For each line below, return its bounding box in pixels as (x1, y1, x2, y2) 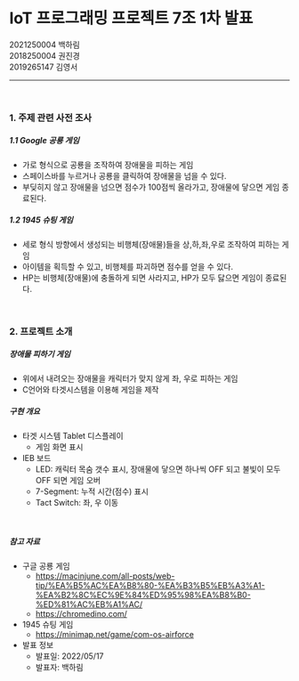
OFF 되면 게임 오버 (35, 474, 101, 485)
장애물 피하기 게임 (9, 349, 71, 360)
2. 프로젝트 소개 (9, 325, 73, 337)
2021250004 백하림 (9, 39, 80, 50)
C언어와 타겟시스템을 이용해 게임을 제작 (21, 384, 159, 394)
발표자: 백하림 (35, 661, 84, 672)
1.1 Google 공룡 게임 (9, 135, 80, 146)
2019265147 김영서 (9, 61, 78, 72)
